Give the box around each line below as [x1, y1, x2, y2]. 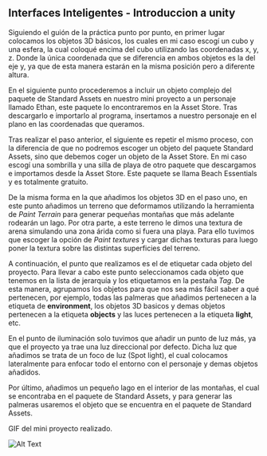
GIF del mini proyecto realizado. [8, 423, 113, 433]
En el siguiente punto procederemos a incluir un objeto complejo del [8, 85, 233, 95]
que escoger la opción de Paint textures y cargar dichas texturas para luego [8, 234, 258, 244]
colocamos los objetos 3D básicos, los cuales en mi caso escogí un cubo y [8, 36, 254, 45]
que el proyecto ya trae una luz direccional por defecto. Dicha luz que [8, 342, 238, 352]
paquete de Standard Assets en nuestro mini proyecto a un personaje [8, 93, 237, 103]
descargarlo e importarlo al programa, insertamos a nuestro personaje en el [8, 111, 257, 120]
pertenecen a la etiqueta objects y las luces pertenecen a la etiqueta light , [8, 309, 253, 319]
